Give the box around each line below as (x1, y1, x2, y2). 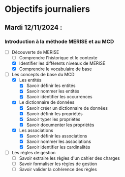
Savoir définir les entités (26, 83, 76, 88)
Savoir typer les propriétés (26, 116, 81, 122)
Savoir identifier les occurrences (26, 94, 93, 100)
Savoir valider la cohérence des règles (19, 167, 97, 173)
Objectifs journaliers (4, 3, 91, 15)
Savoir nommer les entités (26, 88, 80, 94)
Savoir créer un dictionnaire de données (26, 105, 108, 111)
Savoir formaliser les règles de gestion (19, 161, 97, 167)
